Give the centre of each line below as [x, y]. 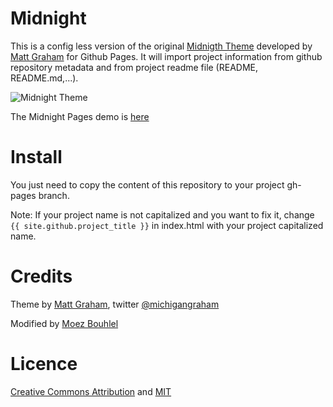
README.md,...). [44, 78]
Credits [41, 276]
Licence [44, 364]
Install [36, 157]
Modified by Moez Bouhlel [64, 323]
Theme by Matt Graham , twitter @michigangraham [115, 304]
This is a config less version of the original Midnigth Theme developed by [161, 46]
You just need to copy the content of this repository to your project [147, 184]
